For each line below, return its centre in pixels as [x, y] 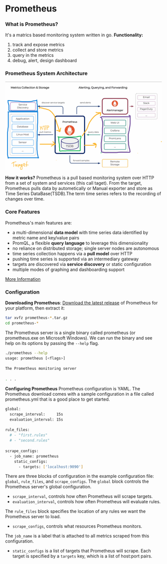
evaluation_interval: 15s [37, 419]
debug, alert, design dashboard [44, 61]
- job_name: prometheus [34, 456]
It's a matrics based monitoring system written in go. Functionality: [74, 35]
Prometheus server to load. [33, 517]
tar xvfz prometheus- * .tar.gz [37, 318]
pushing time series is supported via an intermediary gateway [76, 259]
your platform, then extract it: [35, 308]
